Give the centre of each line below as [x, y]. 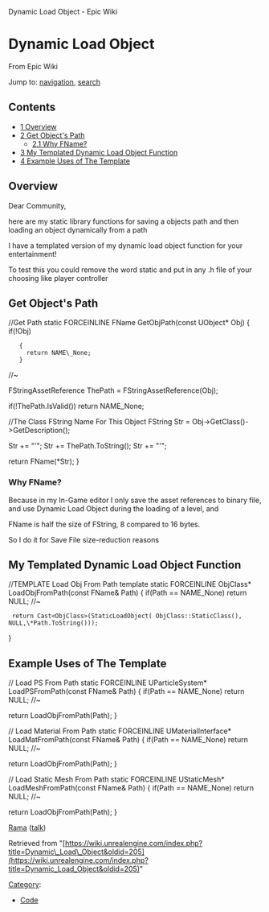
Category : [25, 885]
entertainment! [33, 254]
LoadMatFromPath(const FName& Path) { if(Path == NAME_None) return [128, 740]
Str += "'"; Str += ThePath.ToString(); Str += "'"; [88, 446]
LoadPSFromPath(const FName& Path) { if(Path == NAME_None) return [126, 691]
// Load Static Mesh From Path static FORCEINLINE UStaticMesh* [116, 779]
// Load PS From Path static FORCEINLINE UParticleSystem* [108, 683]
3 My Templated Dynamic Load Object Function [99, 152]
